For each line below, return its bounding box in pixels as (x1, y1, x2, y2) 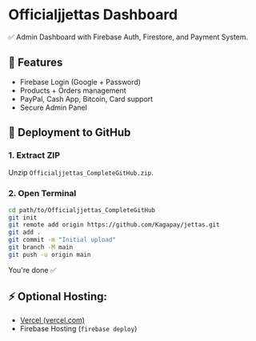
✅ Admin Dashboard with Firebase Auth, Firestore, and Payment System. (8, 32, 249, 42)
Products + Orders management (19, 86, 126, 95)
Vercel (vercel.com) (19, 315, 86, 325)
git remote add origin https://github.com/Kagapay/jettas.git (8, 221, 220, 229)
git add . (8, 228, 42, 237)
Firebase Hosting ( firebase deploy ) (19, 323, 138, 333)
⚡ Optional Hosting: (8, 290, 108, 303)
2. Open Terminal (8, 188, 77, 199)
